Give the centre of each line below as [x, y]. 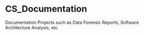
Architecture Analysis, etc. [32, 27]
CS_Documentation [46, 9]
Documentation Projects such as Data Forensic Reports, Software [72, 22]
